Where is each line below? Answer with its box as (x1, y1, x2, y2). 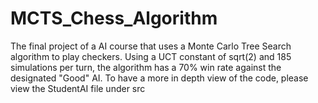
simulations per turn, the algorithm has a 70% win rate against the (10, 61, 282, 73)
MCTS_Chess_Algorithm (10, 7, 218, 30)
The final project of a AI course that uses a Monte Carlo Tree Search (10, 40, 292, 52)
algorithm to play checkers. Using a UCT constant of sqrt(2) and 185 (10, 50, 292, 62)
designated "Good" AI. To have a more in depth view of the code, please (10, 72, 309, 84)
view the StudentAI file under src (10, 82, 146, 94)
